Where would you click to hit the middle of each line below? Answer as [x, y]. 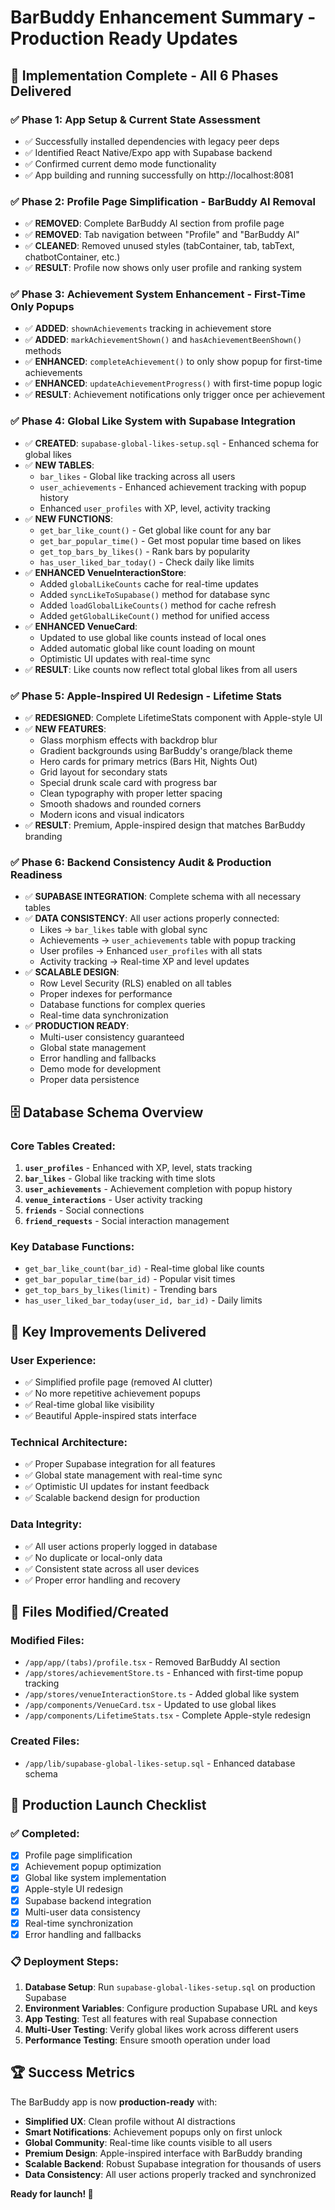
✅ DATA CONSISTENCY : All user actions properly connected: [152, 918]
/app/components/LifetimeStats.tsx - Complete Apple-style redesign [167, 1715]
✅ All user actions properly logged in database [121, 1546]
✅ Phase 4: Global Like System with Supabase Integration [153, 421]
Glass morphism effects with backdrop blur [128, 740]
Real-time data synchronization [104, 1015]
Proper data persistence [89, 1080]
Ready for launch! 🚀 [52, 2193]
